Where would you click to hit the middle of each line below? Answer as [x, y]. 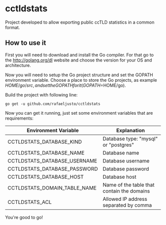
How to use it [26, 43]
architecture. [18, 65]
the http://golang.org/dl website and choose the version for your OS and [79, 60]
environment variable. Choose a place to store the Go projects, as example [81, 80]
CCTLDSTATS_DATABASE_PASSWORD [53, 169]
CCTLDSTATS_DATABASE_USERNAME [52, 161]
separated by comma [127, 205]
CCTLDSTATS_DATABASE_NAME [46, 153]
